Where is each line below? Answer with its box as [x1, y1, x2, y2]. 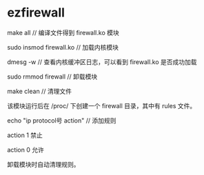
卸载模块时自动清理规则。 [7, 160, 80, 168]
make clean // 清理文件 [7, 87, 72, 95]
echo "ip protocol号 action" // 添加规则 [7, 116, 116, 125]
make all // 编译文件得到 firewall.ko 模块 [7, 28, 119, 37]
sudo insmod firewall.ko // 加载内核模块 [7, 43, 119, 51]
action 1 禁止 [7, 131, 43, 139]
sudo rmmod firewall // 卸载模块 [7, 72, 98, 81]
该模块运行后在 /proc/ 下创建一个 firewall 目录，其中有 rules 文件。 [7, 101, 196, 110]
